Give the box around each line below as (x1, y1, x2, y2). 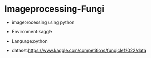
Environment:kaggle (11, 29, 52, 34)
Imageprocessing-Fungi (4, 3, 105, 14)
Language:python (11, 38, 48, 44)
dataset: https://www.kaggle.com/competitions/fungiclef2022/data (11, 47, 147, 53)
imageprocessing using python (11, 19, 75, 25)
